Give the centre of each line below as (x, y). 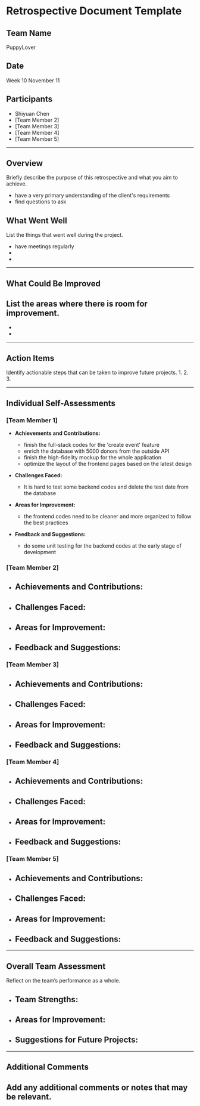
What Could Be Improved (54, 284)
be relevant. (29, 1097)
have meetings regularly (44, 246)
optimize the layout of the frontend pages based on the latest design (108, 464)
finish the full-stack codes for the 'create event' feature (91, 444)
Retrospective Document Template (94, 11)
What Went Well (37, 220)
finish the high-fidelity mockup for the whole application (93, 457)
